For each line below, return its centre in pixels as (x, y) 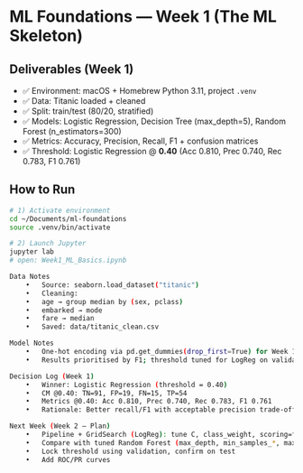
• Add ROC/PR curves (68, 459)
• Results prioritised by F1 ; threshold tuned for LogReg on (147, 360)
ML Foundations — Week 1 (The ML (143, 17)
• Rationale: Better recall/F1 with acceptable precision (141, 410)
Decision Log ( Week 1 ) (52, 376)
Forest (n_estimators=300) (72, 131)
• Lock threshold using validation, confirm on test (131, 451)
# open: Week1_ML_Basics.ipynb (68, 260)
